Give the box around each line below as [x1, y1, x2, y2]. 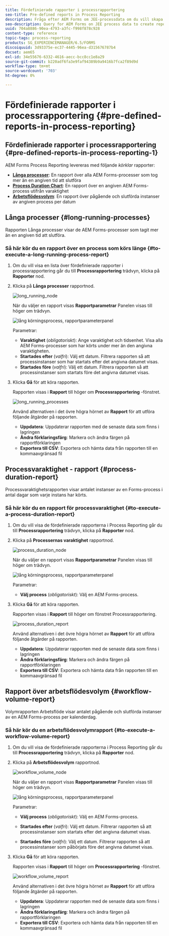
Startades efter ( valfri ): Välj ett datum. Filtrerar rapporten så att [20, 823, 152, 829]
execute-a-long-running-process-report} [5, 251, 109, 258]
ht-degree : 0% [5, 73, 35, 78]
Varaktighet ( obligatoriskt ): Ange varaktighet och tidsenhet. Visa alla [20, 337, 163, 343]
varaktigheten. [20, 348, 50, 354]
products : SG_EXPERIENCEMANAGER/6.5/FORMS [5, 40, 96, 45]
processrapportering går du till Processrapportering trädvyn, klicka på [12, 268, 160, 274]
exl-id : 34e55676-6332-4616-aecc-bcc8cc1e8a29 [5, 54, 105, 60]
